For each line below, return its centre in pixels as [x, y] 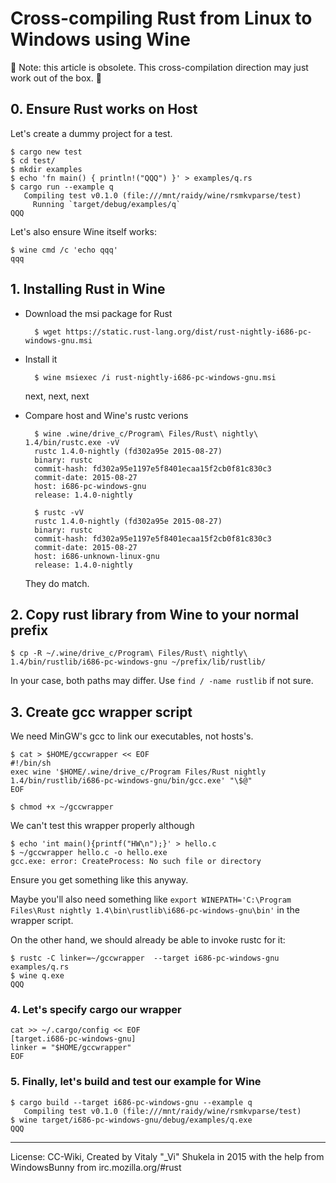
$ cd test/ [33, 160]
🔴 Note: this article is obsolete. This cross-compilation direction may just [159, 67]
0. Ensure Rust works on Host [104, 109]
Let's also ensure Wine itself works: [84, 231]
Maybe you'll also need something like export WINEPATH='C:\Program [151, 899]
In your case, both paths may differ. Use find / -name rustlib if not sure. [162, 681]
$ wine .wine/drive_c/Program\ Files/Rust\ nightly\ [146, 433]
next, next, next [57, 396]
